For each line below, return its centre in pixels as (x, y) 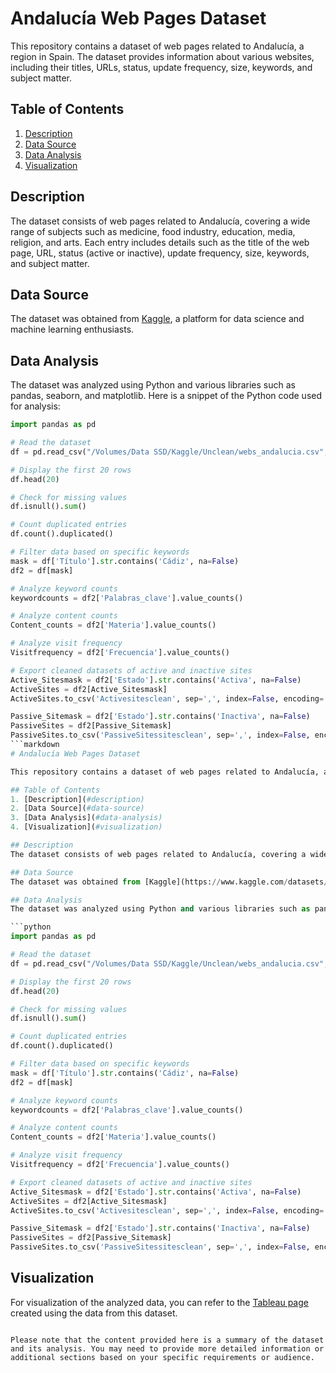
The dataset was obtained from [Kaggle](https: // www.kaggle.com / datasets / (169, 882)
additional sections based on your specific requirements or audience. (162, 1357)
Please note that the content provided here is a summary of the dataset (167, 1340)
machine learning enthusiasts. (72, 329)
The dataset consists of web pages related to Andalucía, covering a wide (160, 221)
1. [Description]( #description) (77, 799)
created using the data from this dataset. (94, 1313)
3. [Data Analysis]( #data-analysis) (86, 818)
